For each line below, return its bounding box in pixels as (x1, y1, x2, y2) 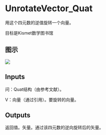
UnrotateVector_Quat (5, 3, 93, 14)
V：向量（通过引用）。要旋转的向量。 (5, 96, 79, 102)
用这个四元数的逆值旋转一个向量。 (5, 19, 74, 25)
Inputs (5, 73, 25, 81)
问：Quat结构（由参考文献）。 (5, 86, 64, 92)
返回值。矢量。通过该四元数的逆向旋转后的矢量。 (5, 125, 104, 131)
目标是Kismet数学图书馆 (5, 30, 54, 36)
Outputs (5, 111, 31, 119)
